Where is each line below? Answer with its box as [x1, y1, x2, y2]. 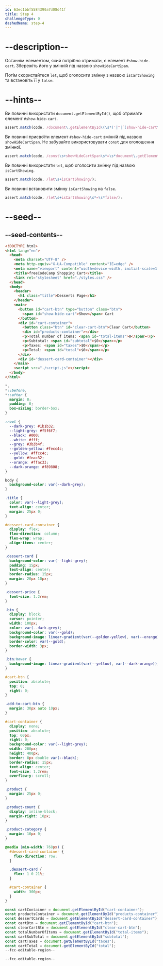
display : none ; [9, 724, 40, 729]
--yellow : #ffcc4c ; [9, 451, 49, 456]
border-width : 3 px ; [9, 643, 49, 649]
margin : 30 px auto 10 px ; [9, 706, 60, 711]
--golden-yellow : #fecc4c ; [9, 447, 64, 451]
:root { [5, 419, 21, 424]
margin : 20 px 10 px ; [9, 576, 49, 581]
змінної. [5, 144, 22, 150]
